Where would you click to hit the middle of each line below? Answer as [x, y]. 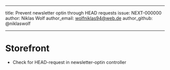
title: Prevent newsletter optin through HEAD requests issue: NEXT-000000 [83, 13]
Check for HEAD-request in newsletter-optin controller [69, 62]
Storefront [27, 48]
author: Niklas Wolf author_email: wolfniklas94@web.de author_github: [79, 18]
